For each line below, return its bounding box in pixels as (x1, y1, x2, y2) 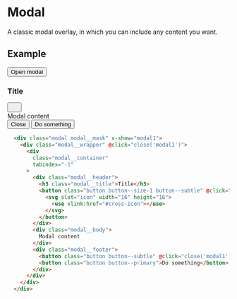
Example (7, 48, 47, 60)
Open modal (11, 68, 44, 75)
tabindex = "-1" (32, 161, 74, 168)
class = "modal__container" (32, 154, 109, 161)
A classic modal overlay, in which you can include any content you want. (7, 28, 218, 36)
